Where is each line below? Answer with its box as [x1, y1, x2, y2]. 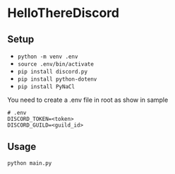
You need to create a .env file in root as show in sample [7, 95, 169, 104]
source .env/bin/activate [17, 61, 94, 68]
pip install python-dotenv [17, 76, 97, 83]
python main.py [7, 159, 52, 167]
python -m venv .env [17, 53, 78, 60]
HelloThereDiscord [7, 5, 120, 21]
